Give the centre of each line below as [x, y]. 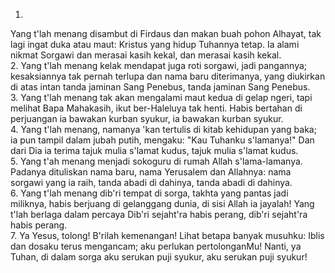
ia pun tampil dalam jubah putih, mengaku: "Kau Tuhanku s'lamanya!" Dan [162, 140]
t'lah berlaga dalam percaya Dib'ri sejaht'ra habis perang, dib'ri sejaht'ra [159, 214]
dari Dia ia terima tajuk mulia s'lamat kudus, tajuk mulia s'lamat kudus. [154, 150]
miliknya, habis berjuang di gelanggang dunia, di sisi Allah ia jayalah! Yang [162, 203]
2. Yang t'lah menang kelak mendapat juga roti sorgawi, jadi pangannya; [159, 65]
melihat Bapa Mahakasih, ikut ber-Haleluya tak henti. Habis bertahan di [156, 108]
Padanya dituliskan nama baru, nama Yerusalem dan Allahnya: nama [151, 172]
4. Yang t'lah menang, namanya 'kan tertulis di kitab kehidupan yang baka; [163, 129]
